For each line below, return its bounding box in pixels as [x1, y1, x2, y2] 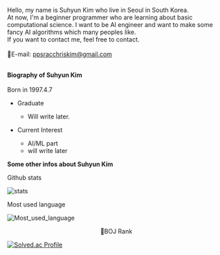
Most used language [7, 200, 66, 209]
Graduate [17, 99, 44, 107]
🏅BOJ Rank [100, 227, 133, 235]
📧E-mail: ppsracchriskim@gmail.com [7, 50, 113, 58]
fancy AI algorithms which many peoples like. [7, 28, 136, 36]
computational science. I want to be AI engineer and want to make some [7, 21, 213, 28]
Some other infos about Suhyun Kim [7, 160, 113, 168]
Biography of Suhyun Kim [7, 71, 82, 79]
